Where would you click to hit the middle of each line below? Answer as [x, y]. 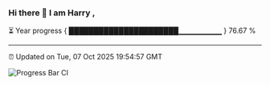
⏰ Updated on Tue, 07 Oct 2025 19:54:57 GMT [86, 57]
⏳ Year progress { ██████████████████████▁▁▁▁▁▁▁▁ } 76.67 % [132, 30]
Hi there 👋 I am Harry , [52, 13]
